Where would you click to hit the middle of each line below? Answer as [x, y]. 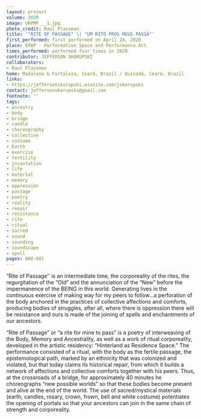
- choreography [25, 130]
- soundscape [23, 248]
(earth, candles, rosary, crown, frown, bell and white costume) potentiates [98, 397]
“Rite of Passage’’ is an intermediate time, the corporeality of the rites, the [98, 276]
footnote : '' [23, 96]
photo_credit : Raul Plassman [43, 29]
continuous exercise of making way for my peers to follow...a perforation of [99, 295]
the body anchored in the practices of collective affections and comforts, [97, 302]
